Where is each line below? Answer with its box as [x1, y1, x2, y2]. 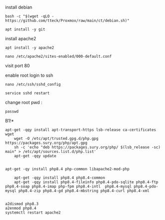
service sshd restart [5, 91, 50, 96]
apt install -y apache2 [5, 45, 55, 50]
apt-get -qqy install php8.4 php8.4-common [14, 175, 106, 180]
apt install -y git [5, 27, 46, 32]
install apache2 [5, 36, 36, 41]
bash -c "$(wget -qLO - [5, 14, 55, 19]
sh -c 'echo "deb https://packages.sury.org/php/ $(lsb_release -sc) [14, 145, 161, 150]
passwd [5, 109, 19, 114]
